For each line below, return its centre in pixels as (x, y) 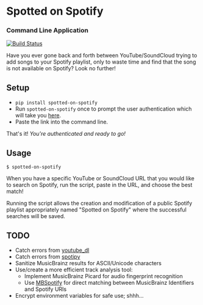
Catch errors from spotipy (48, 256)
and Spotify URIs (45, 289)
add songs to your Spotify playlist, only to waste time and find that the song (101, 62)
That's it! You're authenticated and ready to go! (66, 134)
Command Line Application (47, 31)
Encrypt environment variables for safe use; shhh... (79, 295)
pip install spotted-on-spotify (56, 103)
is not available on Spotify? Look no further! (61, 68)
